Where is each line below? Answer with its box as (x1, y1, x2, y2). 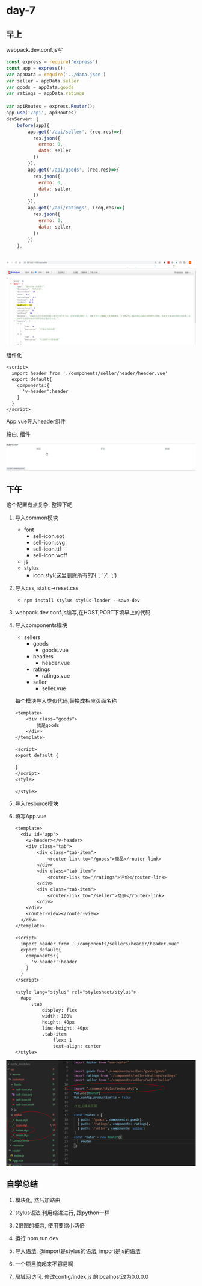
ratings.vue (41, 672, 70, 679)
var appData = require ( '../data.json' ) (6, 72, 106, 78)
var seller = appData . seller (6, 78, 79, 84)
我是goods (37, 723, 60, 729)
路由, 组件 (6, 430, 31, 437)
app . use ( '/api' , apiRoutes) (6, 110, 77, 116)
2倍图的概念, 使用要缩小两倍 (14, 1222, 85, 1229)
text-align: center (53, 1043, 102, 1050)
